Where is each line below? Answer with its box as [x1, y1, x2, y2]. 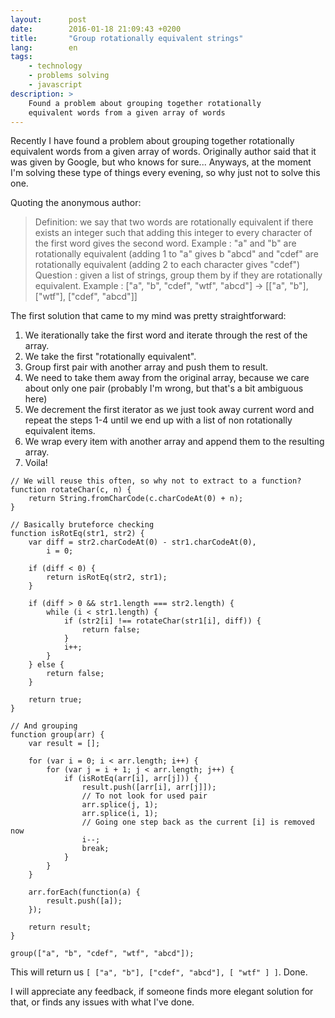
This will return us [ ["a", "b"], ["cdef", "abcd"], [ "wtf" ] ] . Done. [10, 966, 308, 978]
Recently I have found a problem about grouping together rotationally [10, 135, 295, 147]
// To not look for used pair [81, 791, 208, 801]
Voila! [24, 457, 48, 469]
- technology [28, 61, 83, 71]
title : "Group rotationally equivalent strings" [10, 33, 244, 43]
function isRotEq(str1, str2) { [10, 529, 145, 539]
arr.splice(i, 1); [81, 809, 159, 819]
